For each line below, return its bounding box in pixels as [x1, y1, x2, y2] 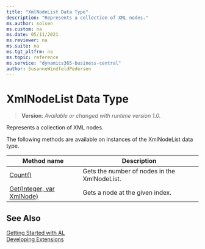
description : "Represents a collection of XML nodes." [6, 15, 149, 21]
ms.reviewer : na [6, 37, 48, 43]
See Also [6, 213, 41, 223]
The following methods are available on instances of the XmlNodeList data [6, 135, 193, 143]
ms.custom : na [6, 26, 43, 32]
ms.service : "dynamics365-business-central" [6, 60, 121, 66]
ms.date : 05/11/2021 [6, 32, 59, 38]
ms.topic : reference [6, 54, 59, 60]
